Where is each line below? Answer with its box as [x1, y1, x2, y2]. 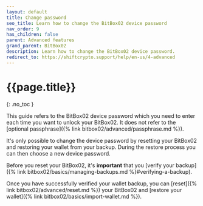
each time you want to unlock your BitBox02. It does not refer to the [6, 118, 176, 126]
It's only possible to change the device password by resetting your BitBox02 [6, 137, 198, 144]
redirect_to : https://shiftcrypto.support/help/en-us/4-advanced [6, 54, 175, 60]
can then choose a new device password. [6, 149, 111, 157]
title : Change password [6, 15, 67, 21]
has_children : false [6, 32, 59, 38]
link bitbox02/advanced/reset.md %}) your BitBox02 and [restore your [6, 186, 182, 193]
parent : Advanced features [6, 37, 75, 43]
